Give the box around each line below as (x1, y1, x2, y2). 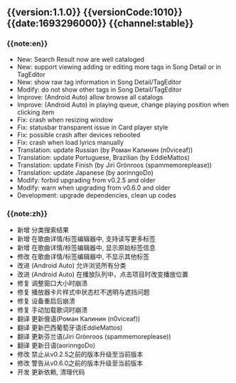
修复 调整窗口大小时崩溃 (16, 279, 88, 287)
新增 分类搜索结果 (16, 225, 69, 234)
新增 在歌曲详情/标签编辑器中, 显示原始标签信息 (16, 243, 156, 252)
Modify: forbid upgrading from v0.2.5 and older (16, 176, 156, 184)
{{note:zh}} (6, 208, 48, 218)
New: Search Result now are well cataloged (16, 55, 145, 63)
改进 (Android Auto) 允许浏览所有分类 (16, 261, 127, 269)
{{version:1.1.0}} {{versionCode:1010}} (6, 6, 183, 18)
